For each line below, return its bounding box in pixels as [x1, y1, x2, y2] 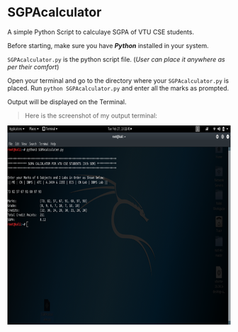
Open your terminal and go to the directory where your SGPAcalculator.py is [7, 76, 229, 85]
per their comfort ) [7, 62, 59, 71]
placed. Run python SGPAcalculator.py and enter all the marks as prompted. [7, 84, 229, 92]
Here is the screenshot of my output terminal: [24, 111, 158, 120]
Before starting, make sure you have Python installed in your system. [7, 41, 209, 50]
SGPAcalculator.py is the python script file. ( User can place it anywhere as [7, 55, 225, 64]
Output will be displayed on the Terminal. [7, 97, 127, 106]
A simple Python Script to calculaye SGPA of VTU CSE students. [7, 28, 195, 36]
